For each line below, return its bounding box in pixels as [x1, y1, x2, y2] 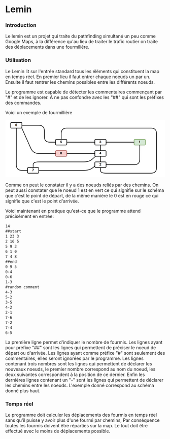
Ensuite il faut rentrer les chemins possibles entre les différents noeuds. [5, 79, 155, 85]
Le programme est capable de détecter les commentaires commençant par [5, 89, 162, 95]
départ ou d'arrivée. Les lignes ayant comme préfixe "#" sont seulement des [5, 350, 165, 356]
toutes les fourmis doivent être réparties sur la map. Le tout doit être [5, 423, 148, 429]
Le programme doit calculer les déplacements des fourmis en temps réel [5, 412, 157, 418]
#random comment [5, 284, 40, 290]
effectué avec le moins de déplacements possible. [5, 428, 111, 434]
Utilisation [5, 57, 31, 64]
